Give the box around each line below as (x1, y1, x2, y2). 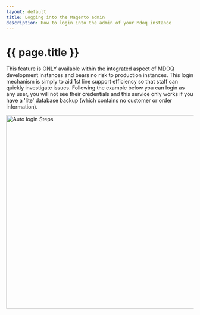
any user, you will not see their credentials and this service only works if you (6, 91, 193, 98)
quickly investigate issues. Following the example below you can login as (6, 84, 185, 91)
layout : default (6, 8, 46, 15)
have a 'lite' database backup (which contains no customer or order (6, 97, 173, 104)
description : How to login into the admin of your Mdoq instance (6, 20, 171, 26)
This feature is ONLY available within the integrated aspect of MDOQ (6, 65, 174, 72)
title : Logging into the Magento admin (6, 14, 105, 20)
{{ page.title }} (6, 45, 80, 59)
